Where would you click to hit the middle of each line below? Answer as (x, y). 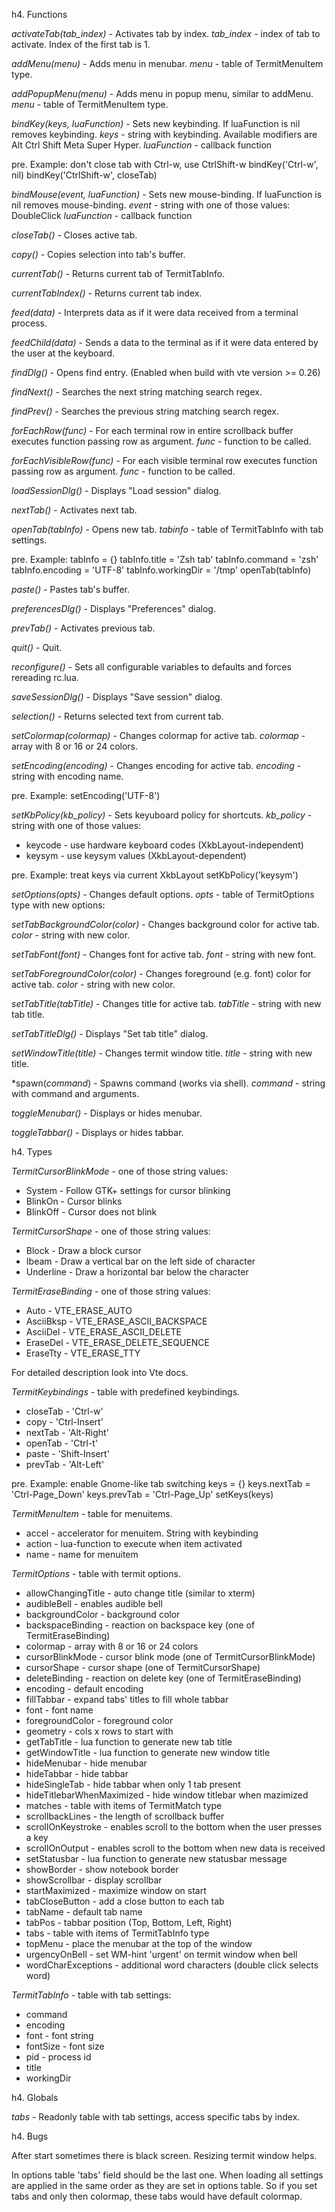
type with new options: (58, 905)
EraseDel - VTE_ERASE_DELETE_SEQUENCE (117, 1342)
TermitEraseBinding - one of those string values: (111, 1291)
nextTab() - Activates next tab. (74, 510)
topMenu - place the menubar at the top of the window (139, 1943)
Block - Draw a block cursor (83, 1250)
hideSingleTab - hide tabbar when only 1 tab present (133, 1784)
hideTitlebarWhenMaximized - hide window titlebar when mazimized (167, 1795)
